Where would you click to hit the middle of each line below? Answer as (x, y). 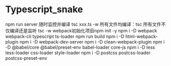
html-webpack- (142, 36)
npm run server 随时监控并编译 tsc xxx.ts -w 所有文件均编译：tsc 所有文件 (83, 24)
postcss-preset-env (26, 58)
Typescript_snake (44, 9)
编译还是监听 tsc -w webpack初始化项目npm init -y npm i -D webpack (83, 30)
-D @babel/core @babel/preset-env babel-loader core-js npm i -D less (80, 47)
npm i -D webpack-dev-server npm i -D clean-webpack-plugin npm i (92, 41)
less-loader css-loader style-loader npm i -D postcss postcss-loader (78, 53)
